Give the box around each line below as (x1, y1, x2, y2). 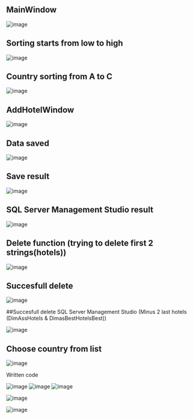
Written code (6, 372, 38, 379)
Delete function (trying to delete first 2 (6, 238, 153, 249)
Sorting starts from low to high (6, 38, 123, 49)
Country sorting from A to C (6, 71, 112, 82)
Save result (6, 171, 50, 182)
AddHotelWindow (6, 104, 75, 115)
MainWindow (6, 5, 57, 15)
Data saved (6, 138, 49, 148)
